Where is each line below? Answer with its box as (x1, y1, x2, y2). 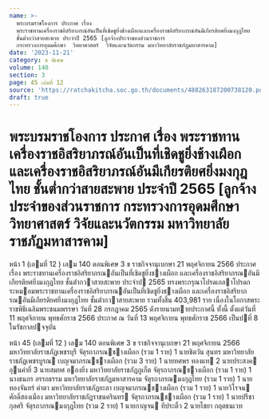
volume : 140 (9, 64, 49, 72)
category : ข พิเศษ (9, 57, 64, 65)
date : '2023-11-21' (9, 49, 74, 57)
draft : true (9, 93, 49, 101)
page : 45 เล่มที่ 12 (9, 78, 64, 86)
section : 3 (9, 71, 45, 79)
